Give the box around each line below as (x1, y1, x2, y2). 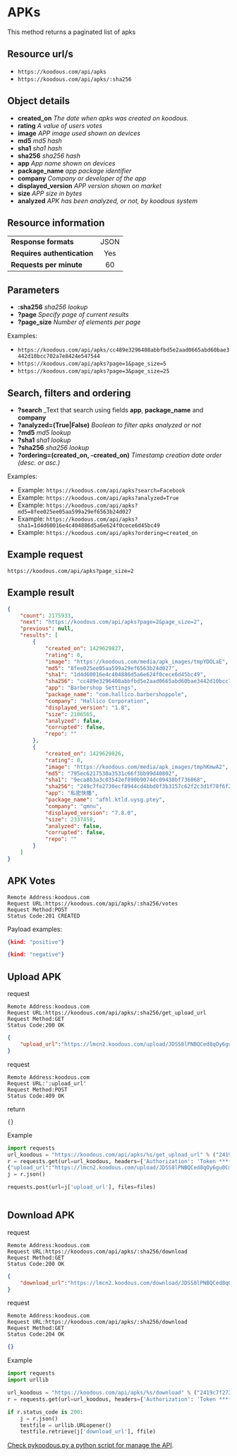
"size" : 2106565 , (44, 710, 97, 718)
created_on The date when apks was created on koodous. (17, 114, 189, 122)
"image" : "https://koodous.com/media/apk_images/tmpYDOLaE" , (44, 658, 229, 665)
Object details (7, 95, 71, 107)
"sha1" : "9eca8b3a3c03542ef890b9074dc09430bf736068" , (44, 776, 207, 784)
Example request (7, 549, 83, 561)
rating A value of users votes (17, 121, 103, 129)
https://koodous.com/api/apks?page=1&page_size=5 (17, 360, 167, 368)
